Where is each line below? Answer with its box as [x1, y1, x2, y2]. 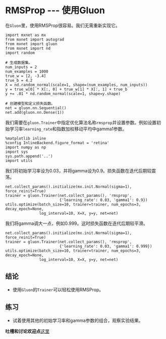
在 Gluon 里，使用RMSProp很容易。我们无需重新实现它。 [5, 22, 120, 28]
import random [5, 50, 35, 55]
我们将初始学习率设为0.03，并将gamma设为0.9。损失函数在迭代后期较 [5, 167, 152, 174]
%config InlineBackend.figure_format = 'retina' [5, 140, 109, 145]
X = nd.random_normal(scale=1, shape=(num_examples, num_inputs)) [5, 82, 148, 87]
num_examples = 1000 [5, 69, 49, 74]
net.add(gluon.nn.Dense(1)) [5, 110, 65, 115]
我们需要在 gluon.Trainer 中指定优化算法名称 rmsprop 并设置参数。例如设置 [5, 119, 157, 125]
